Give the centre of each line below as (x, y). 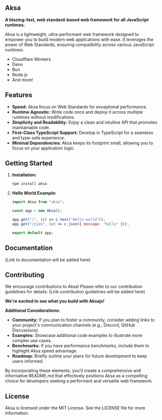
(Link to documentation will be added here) (48, 260)
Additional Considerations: (33, 311)
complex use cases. (32, 341)
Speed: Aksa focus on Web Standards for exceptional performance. (80, 107)
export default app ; (33, 233)
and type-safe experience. (38, 137)
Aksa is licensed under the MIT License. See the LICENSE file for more (75, 408)
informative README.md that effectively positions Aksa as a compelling (76, 376)
